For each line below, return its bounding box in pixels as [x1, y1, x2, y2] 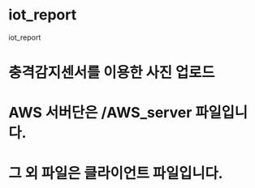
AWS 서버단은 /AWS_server [8, 104, 192, 122]
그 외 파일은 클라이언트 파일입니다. [8, 164, 223, 182]
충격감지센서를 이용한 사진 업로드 [8, 63, 215, 82]
